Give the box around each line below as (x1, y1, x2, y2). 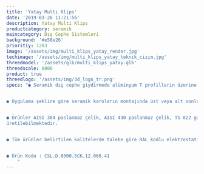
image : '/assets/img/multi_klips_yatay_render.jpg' (6, 49, 140, 55)
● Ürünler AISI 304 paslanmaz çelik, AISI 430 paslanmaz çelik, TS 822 (6, 115, 191, 121)
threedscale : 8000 (6, 65, 53, 72)
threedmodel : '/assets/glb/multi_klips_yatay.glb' (6, 59, 137, 65)
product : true (6, 71, 42, 77)
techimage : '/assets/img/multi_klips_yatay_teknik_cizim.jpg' (6, 54, 167, 60)
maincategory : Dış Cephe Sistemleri (6, 32, 99, 38)
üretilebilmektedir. (6, 120, 59, 126)
